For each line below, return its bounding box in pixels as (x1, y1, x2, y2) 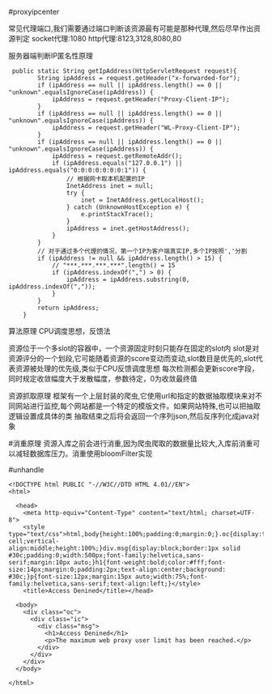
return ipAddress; (37, 304, 100, 312)
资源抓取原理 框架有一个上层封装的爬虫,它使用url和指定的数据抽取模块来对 (8, 391, 256, 400)
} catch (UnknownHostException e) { (66, 203, 190, 211)
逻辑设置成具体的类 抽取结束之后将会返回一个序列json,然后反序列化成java (8, 411, 253, 420)
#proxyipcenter (8, 7, 60, 16)
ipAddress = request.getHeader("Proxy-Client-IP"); (51, 96, 230, 104)
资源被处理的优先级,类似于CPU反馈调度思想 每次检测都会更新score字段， (15, 364, 259, 373)
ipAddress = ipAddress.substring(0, (66, 275, 190, 283)
